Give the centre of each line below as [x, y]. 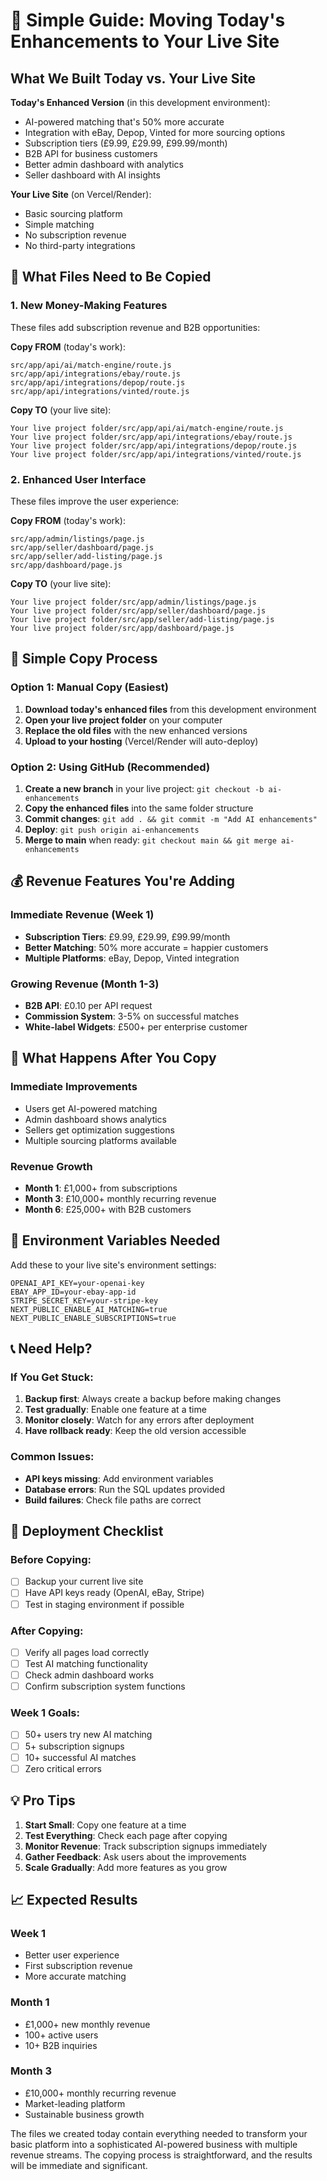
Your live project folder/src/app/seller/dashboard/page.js [138, 610]
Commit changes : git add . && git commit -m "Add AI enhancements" [171, 818]
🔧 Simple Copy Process [84, 659]
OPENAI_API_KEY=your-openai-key [77, 1283]
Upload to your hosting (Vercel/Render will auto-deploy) [141, 741]
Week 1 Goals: [45, 1713]
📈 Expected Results [74, 1899]
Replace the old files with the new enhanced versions [136, 730]
